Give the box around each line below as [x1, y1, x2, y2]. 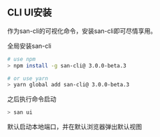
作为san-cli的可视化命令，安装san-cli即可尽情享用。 [7, 27, 157, 35]
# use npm [7, 56, 36, 63]
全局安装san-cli [7, 41, 52, 50]
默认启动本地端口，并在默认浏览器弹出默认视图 [7, 122, 142, 131]
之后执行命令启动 [7, 95, 57, 103]
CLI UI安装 [7, 6, 52, 19]
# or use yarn [7, 74, 49, 82]
